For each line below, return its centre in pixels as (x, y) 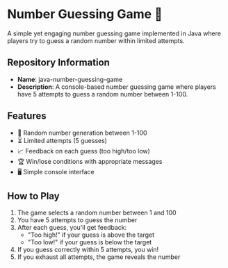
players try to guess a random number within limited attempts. (96, 40)
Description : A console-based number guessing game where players (117, 87)
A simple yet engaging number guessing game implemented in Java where (114, 33)
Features (27, 116)
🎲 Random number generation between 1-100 (82, 133)
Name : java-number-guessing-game (70, 79)
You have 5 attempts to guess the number (77, 220)
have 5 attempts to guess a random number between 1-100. (103, 94)
